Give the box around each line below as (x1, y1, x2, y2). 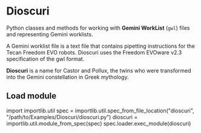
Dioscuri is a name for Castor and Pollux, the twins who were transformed (6, 66, 192, 74)
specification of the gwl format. (6, 55, 85, 62)
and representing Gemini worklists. (6, 30, 93, 37)
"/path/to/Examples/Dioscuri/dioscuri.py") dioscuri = (6, 113, 138, 120)
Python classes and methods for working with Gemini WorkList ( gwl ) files (6, 24, 190, 31)
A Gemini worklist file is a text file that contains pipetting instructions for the (6, 42, 196, 50)
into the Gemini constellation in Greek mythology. (6, 73, 129, 80)
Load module (6, 91, 56, 101)
